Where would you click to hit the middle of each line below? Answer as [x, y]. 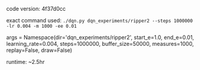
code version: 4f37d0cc [36, 9]
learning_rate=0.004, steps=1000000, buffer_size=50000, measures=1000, [100, 44]
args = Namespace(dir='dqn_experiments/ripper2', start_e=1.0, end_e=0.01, [100, 37]
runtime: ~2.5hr [26, 62]
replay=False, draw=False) [39, 50]
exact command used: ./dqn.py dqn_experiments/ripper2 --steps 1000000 [100, 20]
